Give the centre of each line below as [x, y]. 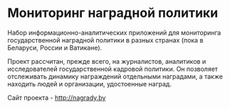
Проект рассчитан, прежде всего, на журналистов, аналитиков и [107, 61]
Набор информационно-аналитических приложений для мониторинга [114, 33]
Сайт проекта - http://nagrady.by [57, 98]
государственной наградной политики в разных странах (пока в [105, 40]
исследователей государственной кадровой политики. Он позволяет [113, 69]
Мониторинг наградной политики [113, 13]
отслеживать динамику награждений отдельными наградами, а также [115, 76]
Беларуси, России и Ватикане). [55, 47]
